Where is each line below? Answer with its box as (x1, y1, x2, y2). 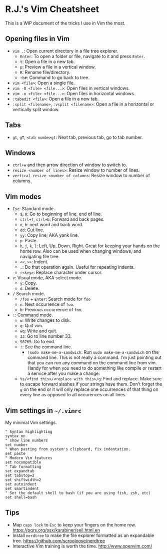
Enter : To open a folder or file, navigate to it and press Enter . (19, 53, 145, 59)
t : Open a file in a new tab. (19, 59, 75, 65)
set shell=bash (5, 495, 37, 500)
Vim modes (5, 192, 41, 201)
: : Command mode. (12, 312, 53, 318)
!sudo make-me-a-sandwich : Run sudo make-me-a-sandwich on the (27, 349, 159, 355)
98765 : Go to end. (19, 339, 55, 345)
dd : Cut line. (19, 227, 44, 233)
